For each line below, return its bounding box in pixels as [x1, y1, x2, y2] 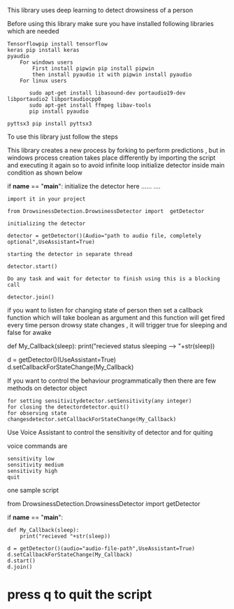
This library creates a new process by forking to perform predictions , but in [7, 146, 226, 154]
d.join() [7, 563, 33, 570]
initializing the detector [7, 220, 86, 227]
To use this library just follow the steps [7, 132, 119, 141]
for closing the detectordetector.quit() [7, 404, 130, 411]
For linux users [20, 77, 68, 84]
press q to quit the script [7, 587, 152, 603]
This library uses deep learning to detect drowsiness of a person [7, 6, 193, 14]
